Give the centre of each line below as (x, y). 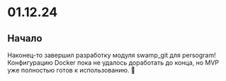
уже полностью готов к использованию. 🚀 (72, 70)
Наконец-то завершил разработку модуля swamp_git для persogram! (112, 55)
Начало (25, 38)
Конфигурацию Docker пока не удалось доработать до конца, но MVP (113, 63)
